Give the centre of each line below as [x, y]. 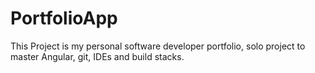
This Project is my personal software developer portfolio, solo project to [158, 46]
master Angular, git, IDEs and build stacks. [97, 56]
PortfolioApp [64, 18]
